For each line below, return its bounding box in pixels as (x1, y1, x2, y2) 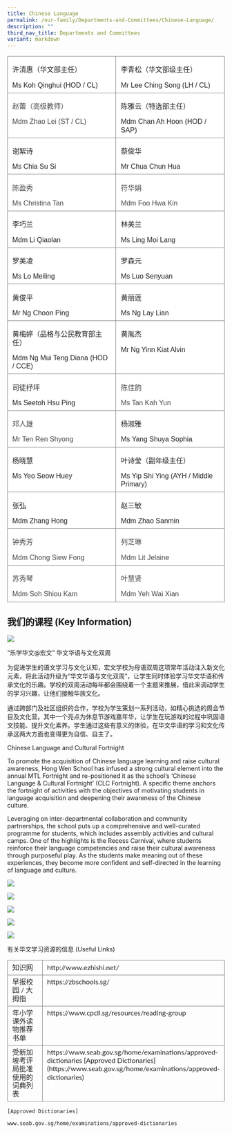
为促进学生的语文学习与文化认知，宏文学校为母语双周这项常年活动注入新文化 (7, 663, 225, 671)
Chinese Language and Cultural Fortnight (7, 744, 124, 752)
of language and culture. (7, 866, 77, 875)
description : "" (7, 23, 54, 30)
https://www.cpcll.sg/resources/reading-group (47, 1008, 186, 1017)
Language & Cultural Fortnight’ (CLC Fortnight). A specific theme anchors (7, 779, 216, 788)
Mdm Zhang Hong (12, 517, 68, 525)
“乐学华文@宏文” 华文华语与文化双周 (7, 649, 111, 657)
